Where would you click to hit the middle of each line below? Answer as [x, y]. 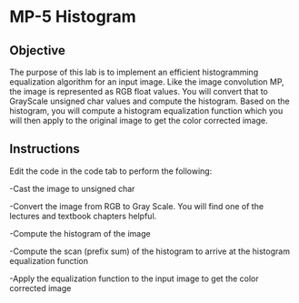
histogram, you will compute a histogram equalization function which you [146, 111]
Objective [38, 50]
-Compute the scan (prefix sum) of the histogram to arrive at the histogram [150, 251]
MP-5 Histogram [73, 17]
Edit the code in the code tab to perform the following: [111, 171]
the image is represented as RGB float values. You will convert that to [139, 91]
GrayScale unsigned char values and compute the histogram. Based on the [149, 101]
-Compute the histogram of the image [80, 233]
